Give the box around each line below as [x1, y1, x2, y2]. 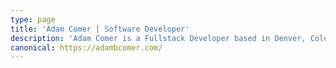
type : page [10, 14, 56, 25]
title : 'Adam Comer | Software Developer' [10, 24, 190, 34]
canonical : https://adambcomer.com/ [10, 42, 163, 53]
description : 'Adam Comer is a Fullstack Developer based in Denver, [10, 33, 307, 43]
